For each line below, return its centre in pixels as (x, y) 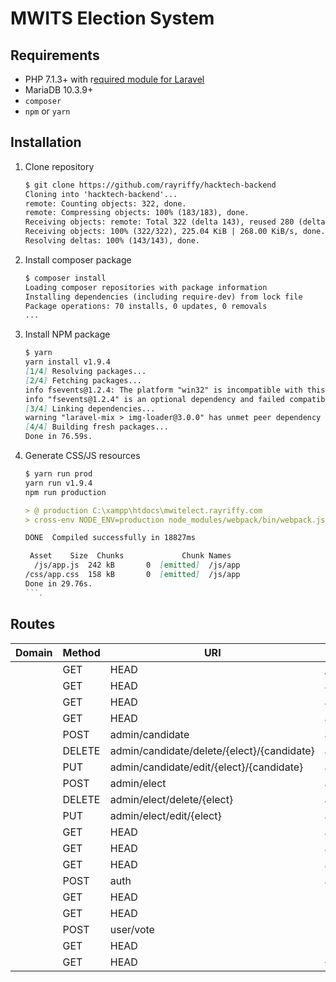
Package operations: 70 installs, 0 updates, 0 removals (146, 306)
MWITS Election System (112, 18)
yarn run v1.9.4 (58, 483)
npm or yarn (47, 111)
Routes (33, 624)
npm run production (65, 492)
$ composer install (65, 278)
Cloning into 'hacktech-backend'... (101, 194)
